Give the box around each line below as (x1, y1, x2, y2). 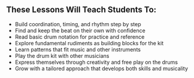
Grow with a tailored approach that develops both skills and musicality (14, 65, 189, 72)
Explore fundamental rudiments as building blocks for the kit (14, 39, 163, 46)
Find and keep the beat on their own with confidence (14, 27, 145, 34)
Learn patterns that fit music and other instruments (14, 46, 141, 53)
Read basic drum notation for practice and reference (14, 33, 145, 40)
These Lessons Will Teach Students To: (6, 5, 157, 15)
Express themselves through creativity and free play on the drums (14, 58, 178, 65)
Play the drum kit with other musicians (14, 52, 110, 59)
